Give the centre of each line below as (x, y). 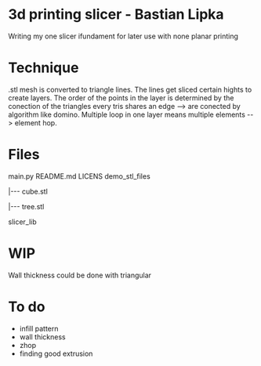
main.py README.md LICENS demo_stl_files (79, 176)
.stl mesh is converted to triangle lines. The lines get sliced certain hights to (130, 89)
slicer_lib (22, 222)
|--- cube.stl (28, 191)
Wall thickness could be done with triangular (80, 275)
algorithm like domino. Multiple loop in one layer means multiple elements (127, 114)
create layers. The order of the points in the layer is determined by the (121, 98)
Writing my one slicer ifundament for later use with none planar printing (123, 36)
